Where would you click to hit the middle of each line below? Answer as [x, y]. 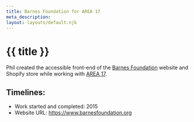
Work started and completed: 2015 [56, 107]
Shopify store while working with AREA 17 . [56, 74]
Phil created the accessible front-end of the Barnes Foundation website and [97, 67]
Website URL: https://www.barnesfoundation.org [73, 113]
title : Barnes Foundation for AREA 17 [53, 11]
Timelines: [26, 92]
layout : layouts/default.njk [41, 22]
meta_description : [28, 17]
